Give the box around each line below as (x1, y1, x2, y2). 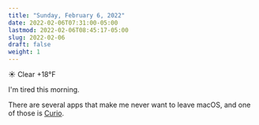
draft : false (8, 41, 51, 49)
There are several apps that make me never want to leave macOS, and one (8, 100, 251, 109)
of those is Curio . (8, 108, 65, 118)
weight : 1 (8, 48, 41, 56)
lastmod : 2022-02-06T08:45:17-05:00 (8, 26, 129, 34)
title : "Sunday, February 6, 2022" (8, 11, 126, 20)
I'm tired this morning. (8, 85, 81, 94)
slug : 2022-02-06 (8, 33, 66, 42)
